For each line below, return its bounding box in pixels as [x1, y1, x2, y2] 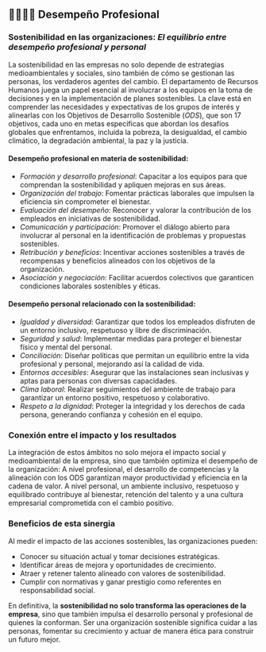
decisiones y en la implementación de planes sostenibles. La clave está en [8, 93, 252, 103]
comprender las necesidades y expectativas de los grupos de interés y [8, 102, 241, 111]
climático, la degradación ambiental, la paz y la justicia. [8, 136, 189, 145]
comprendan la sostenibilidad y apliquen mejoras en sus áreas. [19, 179, 226, 189]
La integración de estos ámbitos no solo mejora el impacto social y [8, 448, 226, 457]
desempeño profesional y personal [8, 41, 147, 52]
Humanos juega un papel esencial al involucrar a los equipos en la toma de [8, 85, 253, 95]
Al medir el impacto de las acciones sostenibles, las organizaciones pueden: [8, 536, 258, 546]
